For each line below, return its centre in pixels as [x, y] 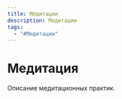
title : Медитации [33, 14]
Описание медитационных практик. [61, 88]
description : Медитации [42, 21]
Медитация [43, 69]
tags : [15, 27]
